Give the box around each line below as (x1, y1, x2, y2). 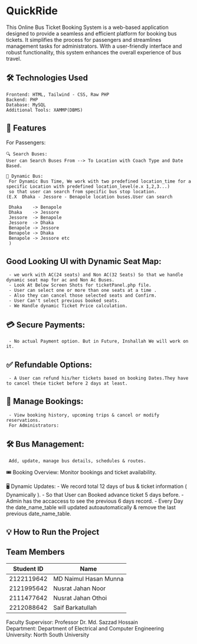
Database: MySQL (6, 102, 46, 108)
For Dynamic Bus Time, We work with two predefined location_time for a (8, 178, 192, 184)
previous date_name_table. (6, 510, 72, 517)
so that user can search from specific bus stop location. (8, 188, 157, 194)
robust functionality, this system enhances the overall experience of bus (6, 48, 182, 56)
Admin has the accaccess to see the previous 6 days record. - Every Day (6, 497, 184, 505)
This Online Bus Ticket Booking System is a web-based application (6, 24, 169, 31)
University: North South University (6, 631, 90, 638)
